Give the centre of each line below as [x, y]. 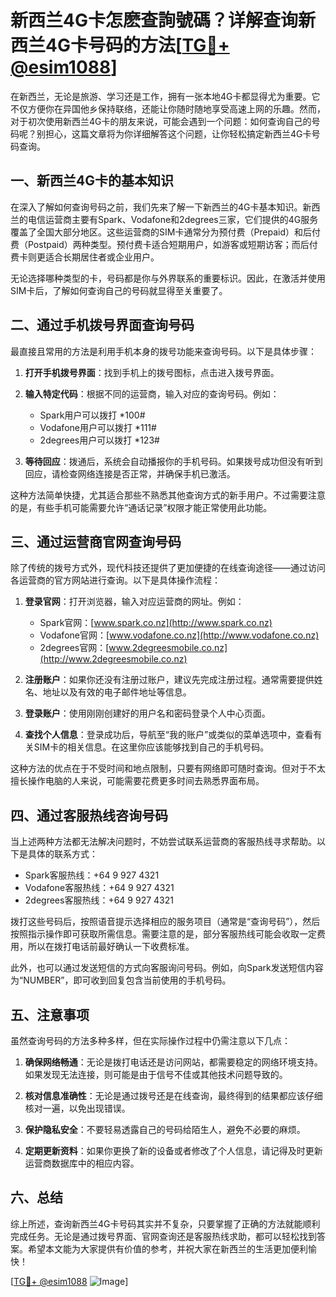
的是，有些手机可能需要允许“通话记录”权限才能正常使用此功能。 [141, 507]
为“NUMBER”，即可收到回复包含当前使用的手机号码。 [121, 980]
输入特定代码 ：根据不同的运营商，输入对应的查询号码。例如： [152, 393]
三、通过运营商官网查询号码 [96, 541]
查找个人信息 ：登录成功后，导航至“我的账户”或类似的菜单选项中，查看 [169, 735]
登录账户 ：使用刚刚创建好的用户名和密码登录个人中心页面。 [147, 713]
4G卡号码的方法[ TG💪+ [137, 45]
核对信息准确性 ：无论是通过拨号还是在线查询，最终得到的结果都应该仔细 [173, 1095]
